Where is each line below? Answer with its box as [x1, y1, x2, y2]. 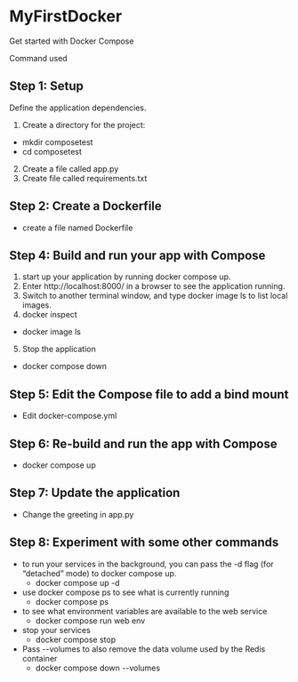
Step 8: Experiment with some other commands [9, 535, 279, 550]
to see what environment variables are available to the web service [21, 606, 268, 616]
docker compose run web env [35, 615, 146, 626]
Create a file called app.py [21, 163, 119, 174]
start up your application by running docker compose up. [21, 271, 231, 282]
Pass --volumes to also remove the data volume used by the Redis [21, 643, 266, 654]
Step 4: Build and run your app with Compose [9, 247, 266, 263]
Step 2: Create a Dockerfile [9, 198, 162, 214]
